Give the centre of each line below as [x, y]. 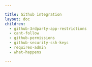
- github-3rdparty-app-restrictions [48, 28]
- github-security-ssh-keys [39, 43]
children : [15, 24]
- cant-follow [24, 33]
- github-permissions [32, 38]
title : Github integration [33, 14]
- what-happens [25, 52]
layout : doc [17, 19]
